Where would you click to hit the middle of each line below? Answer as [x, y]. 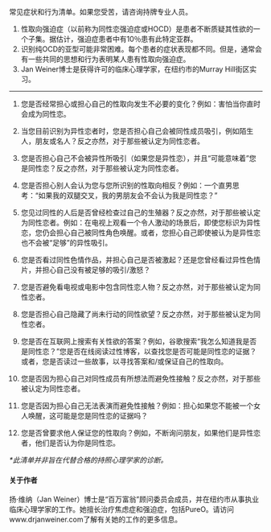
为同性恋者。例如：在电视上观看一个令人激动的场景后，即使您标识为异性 [140, 223]
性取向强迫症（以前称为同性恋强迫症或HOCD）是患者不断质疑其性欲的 [137, 29]
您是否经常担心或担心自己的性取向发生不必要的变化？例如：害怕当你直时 [140, 104]
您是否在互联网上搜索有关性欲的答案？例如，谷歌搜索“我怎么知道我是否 [138, 341]
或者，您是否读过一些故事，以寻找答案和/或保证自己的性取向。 [124, 361]
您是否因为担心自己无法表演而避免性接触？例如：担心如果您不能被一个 [137, 406]
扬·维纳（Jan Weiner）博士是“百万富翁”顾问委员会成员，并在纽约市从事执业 [134, 499]
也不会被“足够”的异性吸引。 [66, 243]
